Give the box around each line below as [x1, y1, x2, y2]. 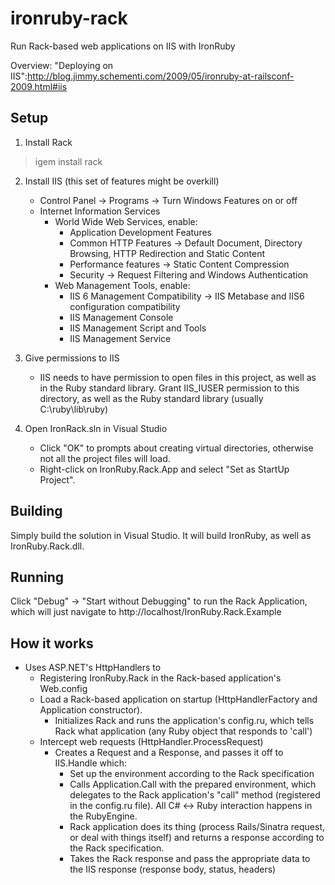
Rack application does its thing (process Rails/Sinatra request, [69, 821, 326, 833]
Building [10, 503, 63, 520]
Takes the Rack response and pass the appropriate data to [69, 853, 311, 865]
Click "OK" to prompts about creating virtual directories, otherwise [39, 442, 314, 454]
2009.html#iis [10, 80, 68, 92]
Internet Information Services [39, 205, 161, 217]
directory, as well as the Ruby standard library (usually [39, 392, 264, 404]
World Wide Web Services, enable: [54, 215, 198, 227]
